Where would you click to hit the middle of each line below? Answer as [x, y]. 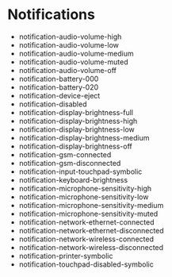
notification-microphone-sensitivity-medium [91, 205]
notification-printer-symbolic [66, 256]
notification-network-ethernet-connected [86, 222]
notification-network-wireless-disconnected [91, 247]
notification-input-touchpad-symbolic [80, 171]
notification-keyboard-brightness [73, 179]
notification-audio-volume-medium [76, 53]
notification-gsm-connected [65, 154]
